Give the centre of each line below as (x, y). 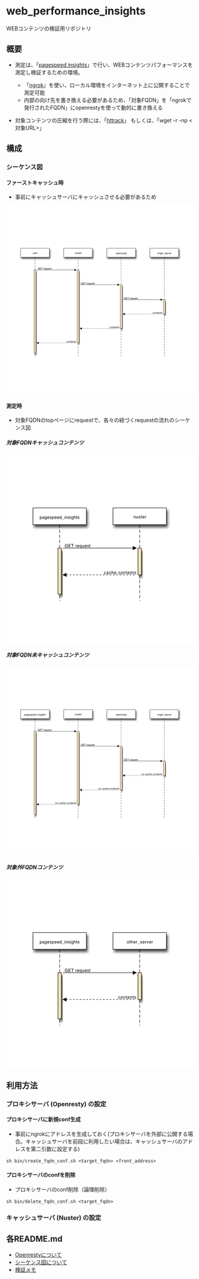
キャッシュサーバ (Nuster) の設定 (54, 1218)
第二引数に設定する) (55, 1149)
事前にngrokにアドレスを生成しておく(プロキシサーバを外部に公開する (101, 1134)
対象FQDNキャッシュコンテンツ (45, 443)
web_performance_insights (76, 11)
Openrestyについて (38, 1254)
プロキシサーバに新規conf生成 (43, 1119)
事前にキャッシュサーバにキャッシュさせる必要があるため (85, 197)
